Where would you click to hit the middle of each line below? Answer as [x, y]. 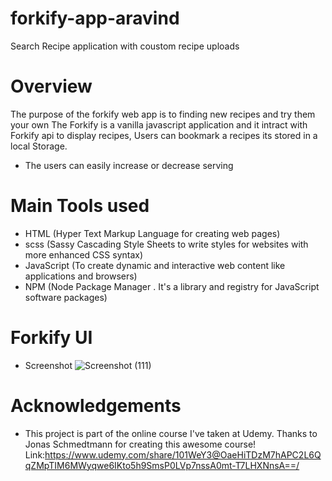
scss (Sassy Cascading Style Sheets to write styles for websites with [166, 244]
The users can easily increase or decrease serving [129, 165]
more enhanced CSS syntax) [84, 254]
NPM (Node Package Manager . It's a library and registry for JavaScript [172, 286]
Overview [51, 86]
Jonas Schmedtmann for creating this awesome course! [140, 444]
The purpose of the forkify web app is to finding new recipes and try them [163, 114]
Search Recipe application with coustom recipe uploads [125, 46]
